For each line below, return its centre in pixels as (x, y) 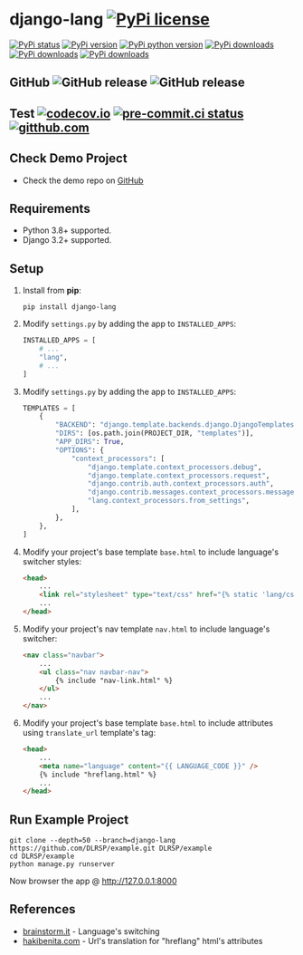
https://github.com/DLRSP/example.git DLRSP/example (111, 849)
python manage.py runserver (62, 864)
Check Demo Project (69, 159)
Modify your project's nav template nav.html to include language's (146, 629)
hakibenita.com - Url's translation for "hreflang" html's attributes (142, 941)
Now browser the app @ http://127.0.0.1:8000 (93, 881)
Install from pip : (52, 291)
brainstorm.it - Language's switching (91, 931)
